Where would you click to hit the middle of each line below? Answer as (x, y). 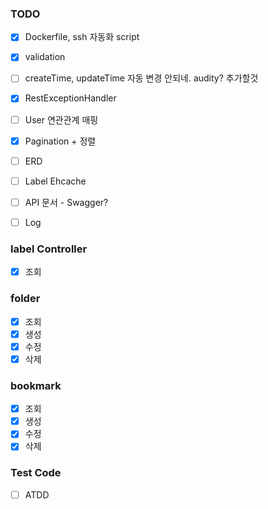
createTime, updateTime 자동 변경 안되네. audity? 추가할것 (141, 78)
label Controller (49, 249)
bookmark (36, 385)
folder (25, 299)
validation (45, 57)
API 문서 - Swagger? (66, 202)
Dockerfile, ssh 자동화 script (82, 37)
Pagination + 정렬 (60, 141)
